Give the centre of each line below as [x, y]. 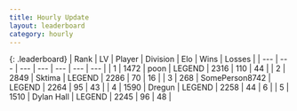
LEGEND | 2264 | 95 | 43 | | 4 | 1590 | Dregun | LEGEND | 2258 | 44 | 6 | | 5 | [149, 87]
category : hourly [41, 34]
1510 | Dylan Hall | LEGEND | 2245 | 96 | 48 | [90, 97]
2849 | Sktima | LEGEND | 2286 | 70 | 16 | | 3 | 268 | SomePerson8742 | [140, 78]
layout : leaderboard [48, 26]
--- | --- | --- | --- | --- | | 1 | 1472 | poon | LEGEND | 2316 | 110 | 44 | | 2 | [153, 68]
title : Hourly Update [49, 17]
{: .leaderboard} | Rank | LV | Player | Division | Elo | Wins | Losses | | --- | [144, 59]
